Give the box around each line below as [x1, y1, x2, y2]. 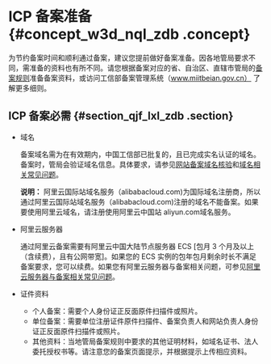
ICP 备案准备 [8, 7, 93, 26]
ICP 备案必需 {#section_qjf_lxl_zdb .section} [8, 109, 234, 123]
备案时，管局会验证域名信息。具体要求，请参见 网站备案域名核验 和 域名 [19, 159, 254, 169]
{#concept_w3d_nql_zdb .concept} [8, 25, 251, 44]
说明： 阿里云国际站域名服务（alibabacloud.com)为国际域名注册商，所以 [19, 187, 261, 197]
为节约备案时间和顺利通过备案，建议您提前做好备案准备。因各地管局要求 [8, 53, 248, 62]
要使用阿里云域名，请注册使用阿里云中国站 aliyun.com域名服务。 [19, 207, 236, 217]
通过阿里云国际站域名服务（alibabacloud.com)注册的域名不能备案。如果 [19, 197, 260, 206]
